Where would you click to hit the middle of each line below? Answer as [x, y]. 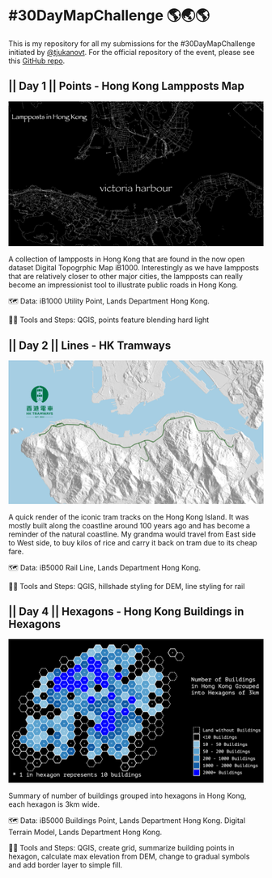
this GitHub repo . [37, 61]
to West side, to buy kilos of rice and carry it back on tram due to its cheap [133, 542]
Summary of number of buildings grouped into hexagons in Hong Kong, [127, 795]
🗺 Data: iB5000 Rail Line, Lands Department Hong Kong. [104, 567]
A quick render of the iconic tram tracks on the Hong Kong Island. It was [129, 517]
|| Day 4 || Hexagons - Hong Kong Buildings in [126, 611]
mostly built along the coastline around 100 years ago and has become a [130, 525]
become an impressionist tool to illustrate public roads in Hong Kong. [123, 285]
